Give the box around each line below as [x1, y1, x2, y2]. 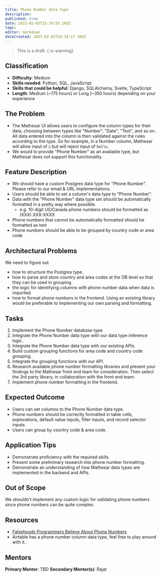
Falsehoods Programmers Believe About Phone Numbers [12, 529, 127, 535]
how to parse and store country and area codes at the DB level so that [12, 274, 153, 280]
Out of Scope [5, 483, 46, 492]
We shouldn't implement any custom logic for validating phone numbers [5, 497, 150, 502]
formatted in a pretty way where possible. [12, 201, 96, 207]
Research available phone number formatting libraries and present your [12, 363, 156, 369]
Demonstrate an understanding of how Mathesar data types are [12, 464, 141, 470]
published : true [5, 16, 38, 21]
